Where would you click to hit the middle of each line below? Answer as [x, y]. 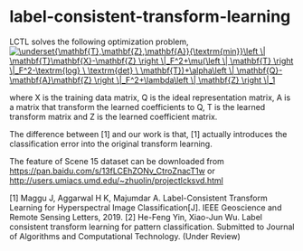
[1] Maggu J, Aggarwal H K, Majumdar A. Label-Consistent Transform [139, 198]
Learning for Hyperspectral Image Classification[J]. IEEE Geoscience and [146, 207]
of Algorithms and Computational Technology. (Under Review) [125, 236]
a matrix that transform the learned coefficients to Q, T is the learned [137, 107]
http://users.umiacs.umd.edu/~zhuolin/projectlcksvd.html [116, 180]
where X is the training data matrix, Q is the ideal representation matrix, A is [150, 98]
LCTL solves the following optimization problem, [99, 42]
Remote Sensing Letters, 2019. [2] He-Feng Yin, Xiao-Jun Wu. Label [136, 217]
